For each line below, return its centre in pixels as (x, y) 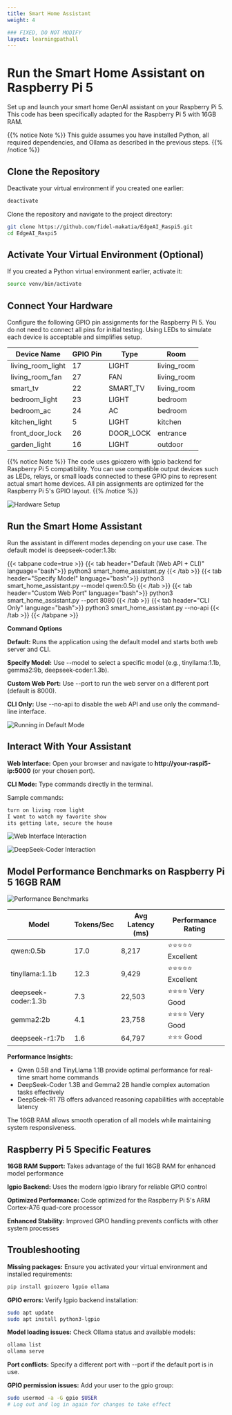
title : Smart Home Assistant (49, 13)
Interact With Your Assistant (69, 747)
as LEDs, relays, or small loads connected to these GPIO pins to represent (112, 476)
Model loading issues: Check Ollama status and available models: (101, 1332)
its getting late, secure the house (60, 823)
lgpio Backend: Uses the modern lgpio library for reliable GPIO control (107, 1187)
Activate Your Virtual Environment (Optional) (105, 255)
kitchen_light (31, 422)
